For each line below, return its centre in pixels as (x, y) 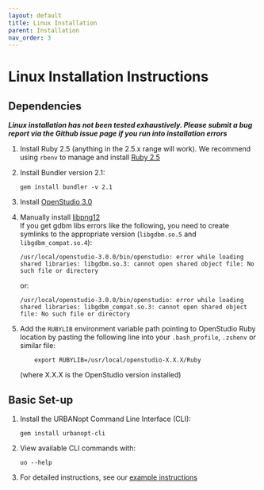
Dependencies (45, 106)
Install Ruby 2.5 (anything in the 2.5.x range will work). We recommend (135, 149)
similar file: (37, 346)
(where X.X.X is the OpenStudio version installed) (100, 375)
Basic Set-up (41, 400)
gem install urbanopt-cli (62, 434)
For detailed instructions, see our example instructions (109, 477)
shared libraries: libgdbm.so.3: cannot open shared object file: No (137, 264)
